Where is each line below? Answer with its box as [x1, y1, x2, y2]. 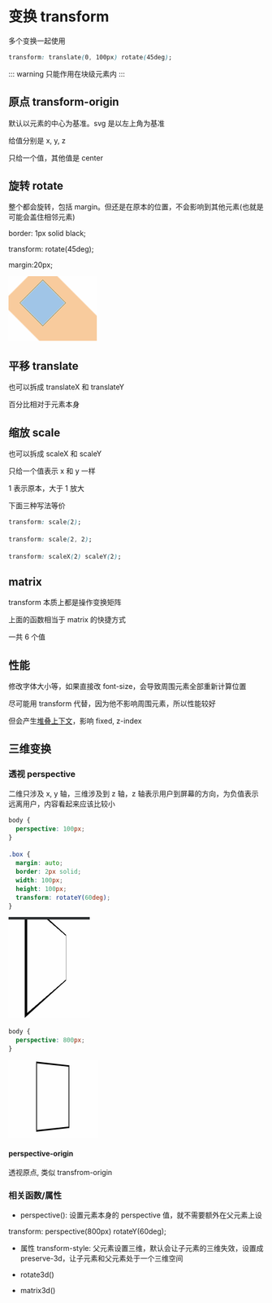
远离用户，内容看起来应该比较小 [8, 799, 115, 809]
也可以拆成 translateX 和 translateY [8, 382, 124, 392]
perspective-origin [8, 1148, 74, 1158]
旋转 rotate [8, 179, 63, 193]
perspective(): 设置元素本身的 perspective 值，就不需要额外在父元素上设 [19, 1210, 262, 1220]
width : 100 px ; [15, 876, 63, 884]
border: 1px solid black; [8, 229, 87, 239]
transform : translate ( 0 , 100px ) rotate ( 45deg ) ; [8, 53, 173, 61]
